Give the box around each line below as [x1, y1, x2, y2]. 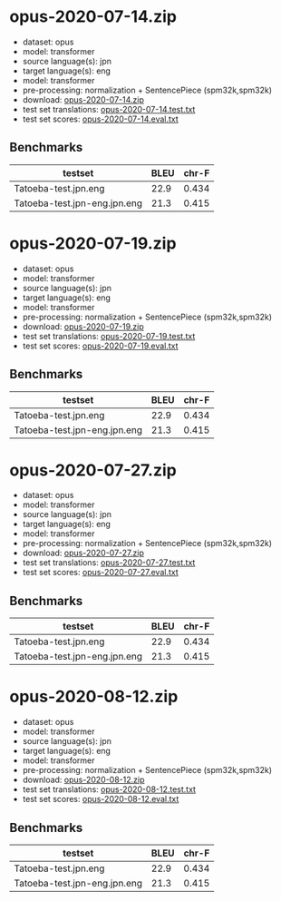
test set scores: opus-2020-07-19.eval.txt [22, 340, 179, 351]
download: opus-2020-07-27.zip [22, 547, 145, 559]
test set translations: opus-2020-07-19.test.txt [22, 330, 196, 341]
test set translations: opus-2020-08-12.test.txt [22, 784, 197, 795]
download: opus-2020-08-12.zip [22, 774, 145, 786]
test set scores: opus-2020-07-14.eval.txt [22, 113, 179, 124]
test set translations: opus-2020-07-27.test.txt [22, 557, 196, 568]
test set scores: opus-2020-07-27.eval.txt [22, 567, 179, 578]
